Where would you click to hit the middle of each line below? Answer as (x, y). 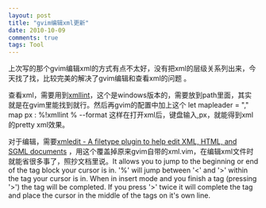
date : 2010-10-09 (37, 30)
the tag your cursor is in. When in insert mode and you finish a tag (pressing (133, 179)
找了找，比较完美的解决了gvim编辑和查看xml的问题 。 (103, 78)
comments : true (33, 38)
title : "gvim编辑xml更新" (49, 23)
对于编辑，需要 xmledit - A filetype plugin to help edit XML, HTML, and (123, 142)
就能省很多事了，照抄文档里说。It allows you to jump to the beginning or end (133, 161)
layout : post (30, 15)
